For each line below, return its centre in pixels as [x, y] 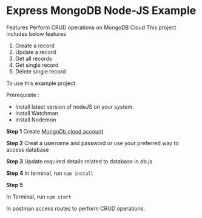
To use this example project [41, 83]
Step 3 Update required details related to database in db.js [79, 161]
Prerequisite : [23, 95]
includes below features [36, 33]
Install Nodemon [35, 120]
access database [28, 149]
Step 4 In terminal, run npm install [50, 173]
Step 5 [15, 185]
